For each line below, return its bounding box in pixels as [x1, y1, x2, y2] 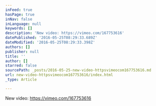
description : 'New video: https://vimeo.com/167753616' [5, 30, 124, 35]
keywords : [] [5, 26, 33, 31]
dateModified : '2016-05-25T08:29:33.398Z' [5, 40, 95, 45]
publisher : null [5, 49, 39, 54]
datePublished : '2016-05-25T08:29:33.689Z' [5, 35, 98, 40]
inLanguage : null [5, 21, 42, 26]
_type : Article [5, 77, 37, 82]
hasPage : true [5, 12, 35, 17]
